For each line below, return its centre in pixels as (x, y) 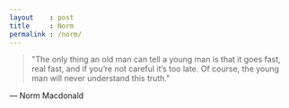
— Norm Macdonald (47, 96)
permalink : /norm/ (46, 34)
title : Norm (42, 26)
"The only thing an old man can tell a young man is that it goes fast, (156, 60)
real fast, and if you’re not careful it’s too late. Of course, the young (155, 69)
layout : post (42, 17)
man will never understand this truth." (101, 79)
